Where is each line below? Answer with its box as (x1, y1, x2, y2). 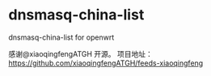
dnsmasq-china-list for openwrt (8, 32, 115, 42)
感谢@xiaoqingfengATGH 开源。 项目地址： (8, 49, 154, 58)
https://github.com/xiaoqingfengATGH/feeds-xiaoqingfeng (8, 58, 204, 68)
